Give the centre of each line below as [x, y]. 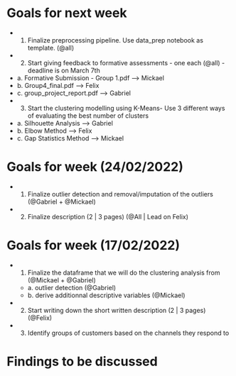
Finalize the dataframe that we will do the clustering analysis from [124, 272]
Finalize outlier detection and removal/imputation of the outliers [120, 194]
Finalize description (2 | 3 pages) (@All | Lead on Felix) [108, 216]
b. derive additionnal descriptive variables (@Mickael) [106, 295]
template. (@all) [51, 48]
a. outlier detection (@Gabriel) [72, 287]
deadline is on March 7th [64, 70]
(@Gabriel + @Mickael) [62, 201]
